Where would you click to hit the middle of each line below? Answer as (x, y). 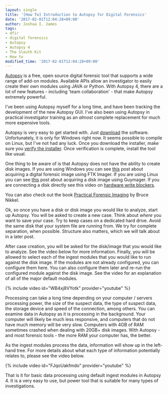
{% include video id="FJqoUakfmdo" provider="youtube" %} (68, 366)
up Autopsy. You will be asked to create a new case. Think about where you (83, 215)
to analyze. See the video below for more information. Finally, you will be (80, 252)
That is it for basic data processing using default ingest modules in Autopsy (83, 375)
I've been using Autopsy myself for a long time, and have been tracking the (83, 107)
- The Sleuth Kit (23, 52)
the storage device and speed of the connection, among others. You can (80, 309)
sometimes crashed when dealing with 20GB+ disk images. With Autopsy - (83, 330)
